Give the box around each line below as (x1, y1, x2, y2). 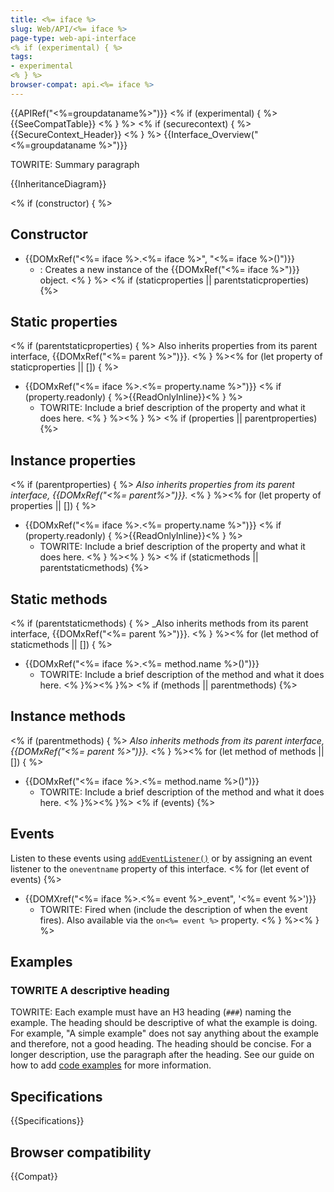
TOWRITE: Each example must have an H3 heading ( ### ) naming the (10, 1006, 292, 1018)
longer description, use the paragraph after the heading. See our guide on (10, 1049, 315, 1061)
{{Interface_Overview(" (163, 128, 259, 140)
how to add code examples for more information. (10, 1059, 212, 1071)
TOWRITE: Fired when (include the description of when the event (39, 903, 308, 915)
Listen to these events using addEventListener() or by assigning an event (10, 852, 313, 864)
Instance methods (10, 708, 126, 725)
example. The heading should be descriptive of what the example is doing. (10, 1017, 318, 1029)
